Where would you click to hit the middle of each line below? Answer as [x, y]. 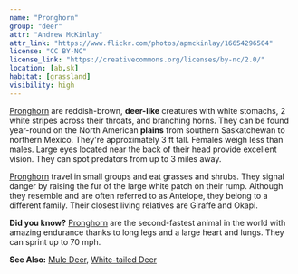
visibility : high [42, 85]
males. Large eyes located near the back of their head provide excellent [144, 149]
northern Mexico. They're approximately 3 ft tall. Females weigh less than [146, 139]
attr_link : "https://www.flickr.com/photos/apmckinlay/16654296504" [141, 43]
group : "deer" [36, 26]
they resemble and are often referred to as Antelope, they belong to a [139, 195]
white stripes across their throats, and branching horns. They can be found [149, 120]
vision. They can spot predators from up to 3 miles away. [115, 158]
